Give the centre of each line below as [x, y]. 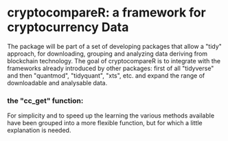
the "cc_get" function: [45, 100]
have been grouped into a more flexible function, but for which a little [105, 123]
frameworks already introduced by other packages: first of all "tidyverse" [111, 68]
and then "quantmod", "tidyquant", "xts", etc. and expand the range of [106, 75]
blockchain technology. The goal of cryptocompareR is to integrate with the [114, 61]
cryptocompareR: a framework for [106, 13]
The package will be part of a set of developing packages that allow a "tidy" [114, 46]
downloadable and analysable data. [57, 83]
